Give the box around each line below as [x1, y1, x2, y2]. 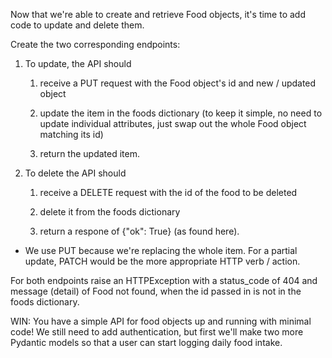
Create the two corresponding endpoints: [10, 39, 181, 50]
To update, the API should [24, 58, 132, 69]
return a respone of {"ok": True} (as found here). [39, 225, 240, 237]
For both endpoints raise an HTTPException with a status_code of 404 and [10, 275, 318, 286]
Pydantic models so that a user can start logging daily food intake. [10, 337, 283, 348]
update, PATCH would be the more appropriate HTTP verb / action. [24, 255, 301, 267]
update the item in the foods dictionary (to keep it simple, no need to [39, 107, 323, 119]
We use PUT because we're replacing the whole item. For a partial [24, 245, 298, 256]
